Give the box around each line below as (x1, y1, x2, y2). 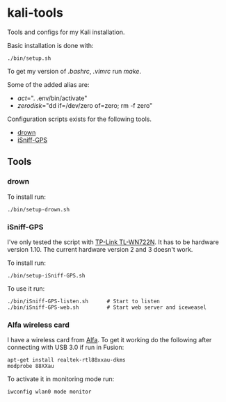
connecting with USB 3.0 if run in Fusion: (7, 343, 124, 352)
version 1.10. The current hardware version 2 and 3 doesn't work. (7, 245, 193, 253)
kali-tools (7, 5, 64, 21)
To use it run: (7, 284, 45, 293)
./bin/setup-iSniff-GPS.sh (7, 272, 86, 279)
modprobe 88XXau (7, 363, 54, 370)
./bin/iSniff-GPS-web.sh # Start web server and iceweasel (7, 304, 207, 311)
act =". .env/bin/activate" (17, 94, 88, 102)
